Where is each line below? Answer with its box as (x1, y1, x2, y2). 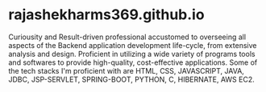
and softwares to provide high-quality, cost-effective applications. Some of (8, 58, 258, 67)
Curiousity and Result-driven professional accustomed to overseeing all (8, 32, 247, 42)
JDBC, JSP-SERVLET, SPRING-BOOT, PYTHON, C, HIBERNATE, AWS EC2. (8, 74, 256, 84)
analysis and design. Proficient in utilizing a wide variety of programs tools (8, 49, 256, 58)
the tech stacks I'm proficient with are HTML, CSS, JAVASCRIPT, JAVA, (8, 66, 244, 75)
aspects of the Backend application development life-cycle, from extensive (8, 40, 257, 50)
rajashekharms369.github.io (8, 6, 205, 24)
